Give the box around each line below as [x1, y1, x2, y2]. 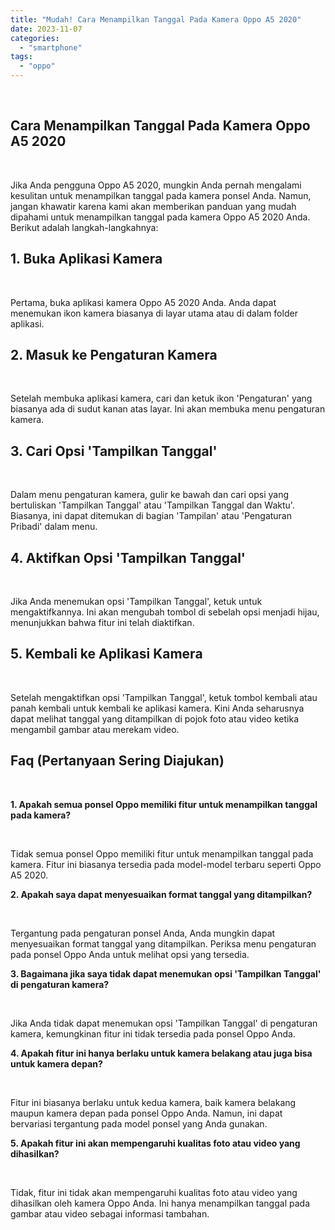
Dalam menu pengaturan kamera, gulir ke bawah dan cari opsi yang [10, 489, 290, 501]
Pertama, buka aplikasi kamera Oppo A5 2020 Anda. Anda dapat [10, 296, 277, 308]
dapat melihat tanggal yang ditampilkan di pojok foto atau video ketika [10, 712, 300, 725]
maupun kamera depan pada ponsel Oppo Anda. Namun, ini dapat [10, 1107, 283, 1119]
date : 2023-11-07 [10, 24, 83, 34]
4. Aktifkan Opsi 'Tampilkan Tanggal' [10, 549, 246, 566]
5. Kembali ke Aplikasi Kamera [10, 646, 203, 663]
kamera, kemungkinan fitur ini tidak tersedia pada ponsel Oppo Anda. [10, 1027, 296, 1040]
